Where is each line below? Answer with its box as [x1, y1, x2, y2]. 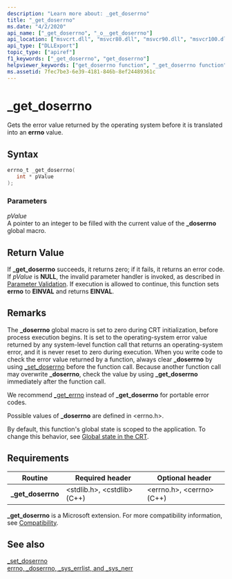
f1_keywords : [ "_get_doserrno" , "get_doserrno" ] [7, 55, 150, 62]
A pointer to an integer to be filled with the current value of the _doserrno [7, 219, 217, 227]
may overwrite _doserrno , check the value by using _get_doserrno [7, 370, 198, 378]
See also [7, 539, 45, 550]
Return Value [7, 247, 64, 259]
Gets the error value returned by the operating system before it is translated [7, 121, 223, 129]
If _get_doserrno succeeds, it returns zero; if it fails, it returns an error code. [7, 265, 225, 273]
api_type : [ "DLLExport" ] [7, 42, 79, 49]
